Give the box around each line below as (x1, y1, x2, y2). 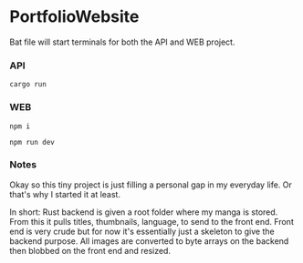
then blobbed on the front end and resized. (9, 245, 172, 256)
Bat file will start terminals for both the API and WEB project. (9, 36, 235, 47)
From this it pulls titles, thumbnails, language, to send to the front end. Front (9, 216, 294, 227)
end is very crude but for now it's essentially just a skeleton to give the (9, 226, 276, 237)
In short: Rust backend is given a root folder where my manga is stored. (9, 207, 278, 217)
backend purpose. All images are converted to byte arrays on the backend (9, 235, 289, 247)
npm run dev (9, 137, 55, 147)
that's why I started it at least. (9, 188, 121, 199)
